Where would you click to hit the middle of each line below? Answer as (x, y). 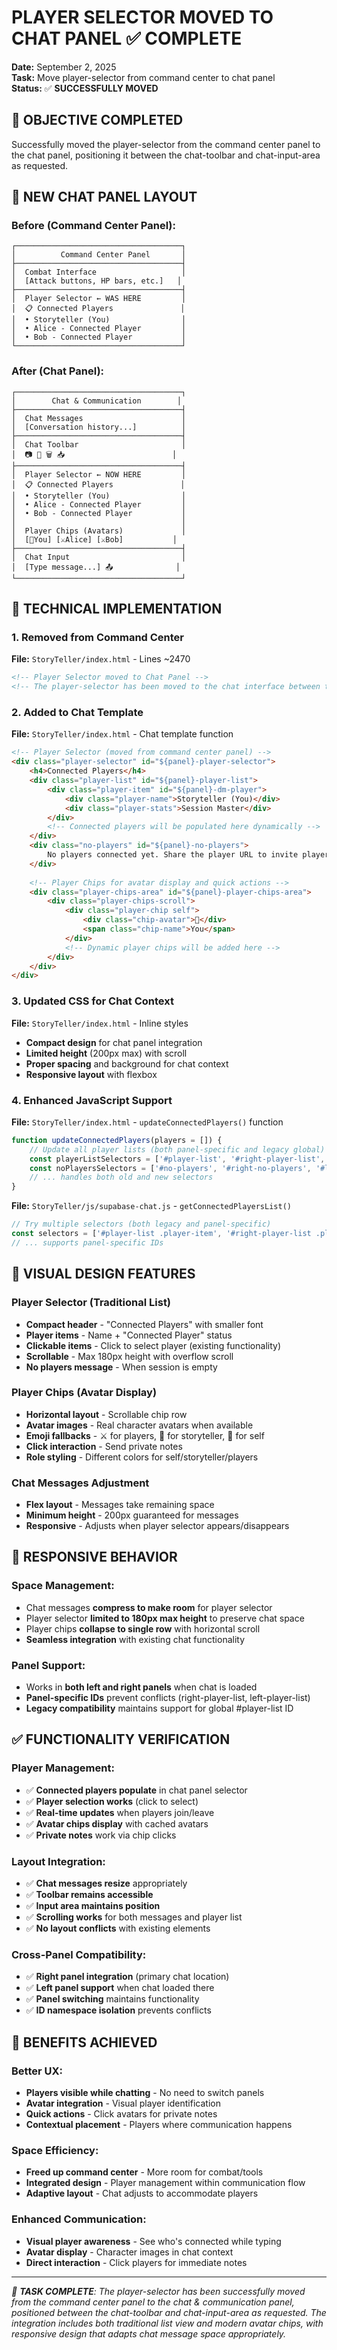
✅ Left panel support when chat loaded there (120, 1988)
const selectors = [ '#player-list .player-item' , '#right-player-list (161, 1234)
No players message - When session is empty (121, 1367)
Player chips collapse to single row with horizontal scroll (143, 1628)
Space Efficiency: (55, 2150)
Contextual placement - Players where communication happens (159, 2125)
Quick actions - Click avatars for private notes (121, 2114)
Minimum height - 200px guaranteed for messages (132, 1515)
